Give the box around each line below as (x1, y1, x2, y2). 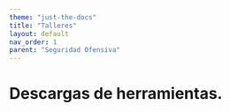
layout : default (9, 29, 69, 38)
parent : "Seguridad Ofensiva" (9, 46, 121, 55)
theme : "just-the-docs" (9, 12, 97, 22)
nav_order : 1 (9, 37, 57, 47)
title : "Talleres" (9, 21, 77, 30)
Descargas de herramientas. (9, 84, 223, 104)
